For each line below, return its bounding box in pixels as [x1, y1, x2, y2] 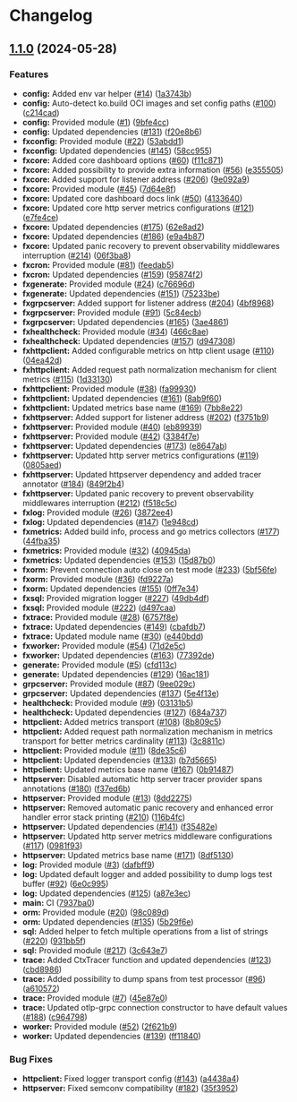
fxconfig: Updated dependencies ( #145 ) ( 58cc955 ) [21, 145, 213, 156]
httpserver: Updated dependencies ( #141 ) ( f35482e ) [21, 821, 218, 831]
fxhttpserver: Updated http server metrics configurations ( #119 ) [21, 450, 259, 461]
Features [9, 68, 49, 81]
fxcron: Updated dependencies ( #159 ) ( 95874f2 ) [21, 269, 204, 280]
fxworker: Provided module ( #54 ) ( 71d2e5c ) [21, 640, 186, 650]
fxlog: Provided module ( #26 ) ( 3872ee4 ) [21, 507, 174, 518]
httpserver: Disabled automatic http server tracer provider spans [21, 773, 263, 784]
